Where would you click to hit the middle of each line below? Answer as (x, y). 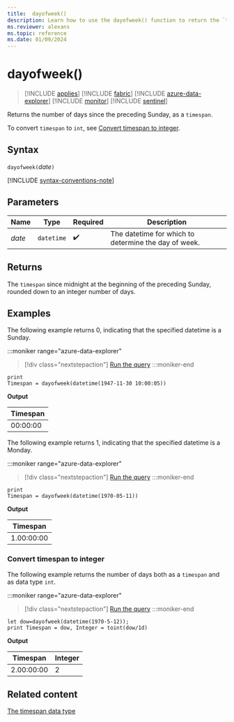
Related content (42, 694)
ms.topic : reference (37, 33)
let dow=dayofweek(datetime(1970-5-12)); (68, 621)
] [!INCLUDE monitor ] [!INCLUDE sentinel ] (108, 101)
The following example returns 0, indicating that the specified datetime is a (114, 330)
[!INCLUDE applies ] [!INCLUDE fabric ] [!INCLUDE (95, 94)
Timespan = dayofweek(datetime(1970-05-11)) (73, 496)
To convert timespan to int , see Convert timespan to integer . (94, 128)
